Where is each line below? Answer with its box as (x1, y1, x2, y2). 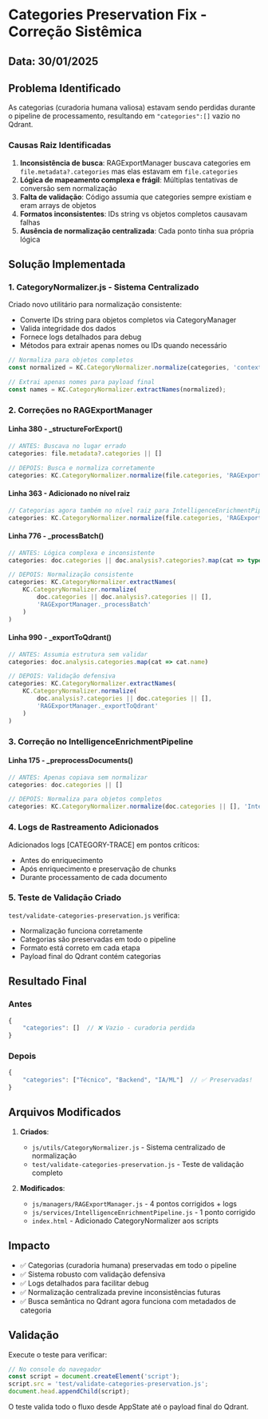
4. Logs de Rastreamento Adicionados (8, 821, 160, 833)
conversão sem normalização (19, 183, 117, 193)
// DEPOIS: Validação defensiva (8, 672, 116, 681)
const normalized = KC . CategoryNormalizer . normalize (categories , (8, 364, 230, 372)
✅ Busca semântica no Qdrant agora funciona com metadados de (19, 1296, 237, 1305)
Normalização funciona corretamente (19, 925, 144, 935)
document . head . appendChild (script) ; (8, 1388, 130, 1396)
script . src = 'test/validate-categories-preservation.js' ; (8, 1380, 209, 1389)
